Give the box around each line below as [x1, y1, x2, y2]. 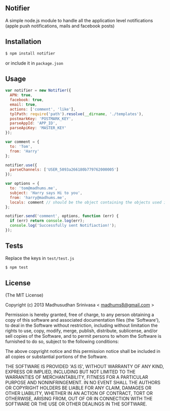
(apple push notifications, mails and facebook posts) [5, 23, 115, 29]
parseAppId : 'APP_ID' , [10, 121, 58, 126]
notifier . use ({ [5, 163, 37, 168]
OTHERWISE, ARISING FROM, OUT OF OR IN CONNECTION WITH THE [5, 396, 153, 402]
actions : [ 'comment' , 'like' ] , [10, 107, 76, 112]
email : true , [10, 102, 37, 107]
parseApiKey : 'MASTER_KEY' [10, 126, 67, 131]
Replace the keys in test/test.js [5, 255, 74, 261]
